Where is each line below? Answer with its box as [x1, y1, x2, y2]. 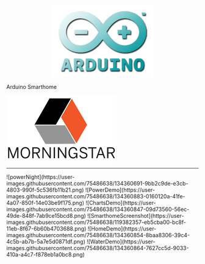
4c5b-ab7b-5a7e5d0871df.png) [6, 238, 85, 245]
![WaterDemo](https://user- [86, 238, 156, 245]
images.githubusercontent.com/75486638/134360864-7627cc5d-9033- [6, 245, 189, 251]
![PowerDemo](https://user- [85, 186, 156, 193]
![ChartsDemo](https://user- [85, 200, 157, 206]
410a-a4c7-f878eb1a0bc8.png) [6, 251, 85, 258]
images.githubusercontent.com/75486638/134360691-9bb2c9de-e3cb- [6, 180, 189, 187]
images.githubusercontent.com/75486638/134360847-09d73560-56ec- [6, 206, 190, 213]
